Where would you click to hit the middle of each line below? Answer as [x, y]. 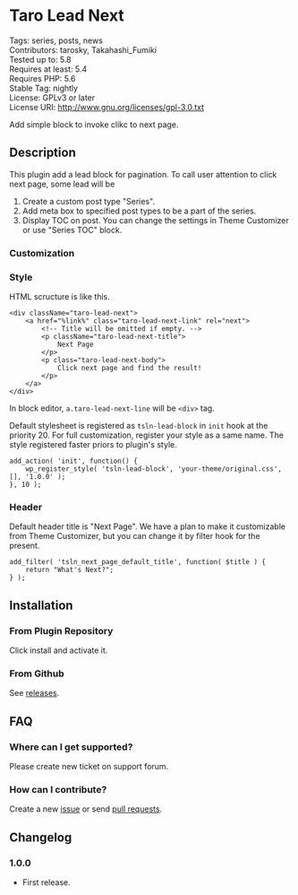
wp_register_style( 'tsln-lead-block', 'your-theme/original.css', [153, 469]
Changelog [41, 837]
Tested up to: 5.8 [40, 59]
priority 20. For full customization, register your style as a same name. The [147, 435]
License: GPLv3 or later [52, 97]
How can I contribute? [58, 789]
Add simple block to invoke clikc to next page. [94, 124]
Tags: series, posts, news [56, 40]
